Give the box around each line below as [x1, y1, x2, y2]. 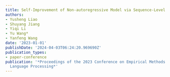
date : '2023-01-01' [5, 41, 47, 46]
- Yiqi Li [5, 26, 27, 31]
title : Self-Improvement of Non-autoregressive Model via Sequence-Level [5, 7, 166, 13]
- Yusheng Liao [5, 17, 38, 22]
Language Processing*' [10, 64, 58, 69]
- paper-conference [5, 54, 47, 60]
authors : [5, 12, 24, 17]
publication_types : [5, 50, 47, 55]
